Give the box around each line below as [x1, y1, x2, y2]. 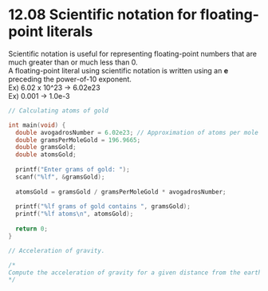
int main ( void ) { [8, 121, 66, 129]
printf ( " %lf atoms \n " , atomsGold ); [15, 210, 134, 218]
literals [46, 22, 93, 41]
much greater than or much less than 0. [8, 57, 138, 67]
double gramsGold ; [15, 144, 77, 151]
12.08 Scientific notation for [8, 6, 197, 24]
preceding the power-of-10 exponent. [8, 74, 132, 84]
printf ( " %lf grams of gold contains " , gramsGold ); [15, 203, 191, 210]
